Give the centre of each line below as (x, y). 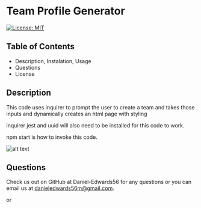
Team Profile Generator (66, 11)
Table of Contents (41, 47)
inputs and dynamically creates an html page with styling (77, 114)
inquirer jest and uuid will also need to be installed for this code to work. (95, 125)
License (25, 74)
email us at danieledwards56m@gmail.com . (60, 188)
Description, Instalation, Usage (53, 61)
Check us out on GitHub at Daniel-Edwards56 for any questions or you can (99, 182)
